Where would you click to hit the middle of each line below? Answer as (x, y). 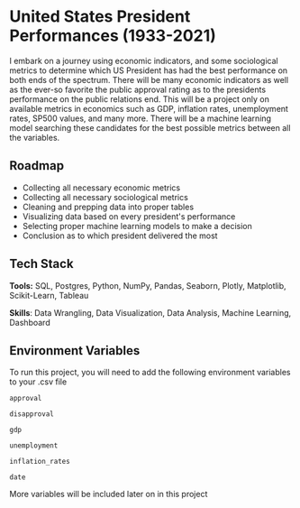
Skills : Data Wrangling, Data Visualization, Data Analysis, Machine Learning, (150, 312)
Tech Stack (41, 264)
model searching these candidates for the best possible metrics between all (150, 127)
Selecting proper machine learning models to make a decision (137, 226)
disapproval (32, 414)
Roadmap (37, 166)
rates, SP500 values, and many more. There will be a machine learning (141, 118)
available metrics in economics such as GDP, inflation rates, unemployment (149, 108)
